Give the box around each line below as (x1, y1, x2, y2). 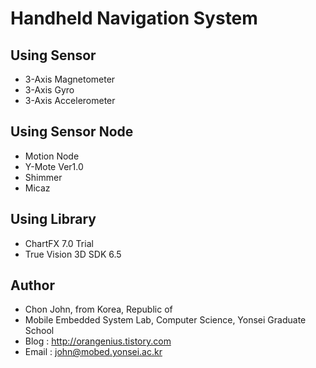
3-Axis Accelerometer (24, 95, 116, 106)
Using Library (10, 211, 97, 228)
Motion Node (24, 150, 80, 162)
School (24, 325, 55, 337)
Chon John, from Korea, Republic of (24, 303, 173, 316)
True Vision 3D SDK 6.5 (24, 248, 122, 260)
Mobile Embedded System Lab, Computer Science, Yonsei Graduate (24, 314, 307, 326)
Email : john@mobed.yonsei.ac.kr (24, 346, 163, 358)
